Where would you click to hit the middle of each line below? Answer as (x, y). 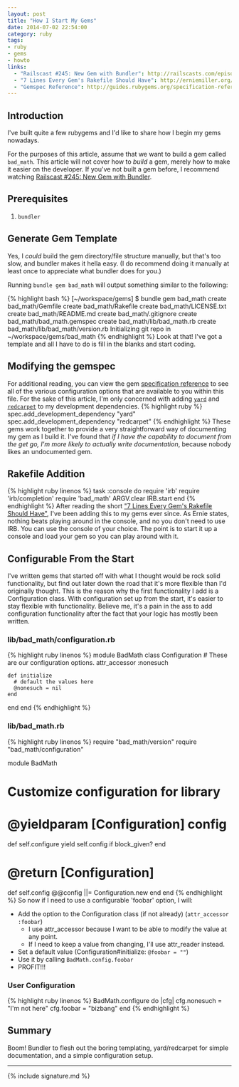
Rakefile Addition (46, 474)
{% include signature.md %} (49, 1076)
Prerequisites (38, 199)
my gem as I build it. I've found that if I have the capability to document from (119, 436)
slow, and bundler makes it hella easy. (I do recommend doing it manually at (118, 263)
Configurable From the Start (71, 558)
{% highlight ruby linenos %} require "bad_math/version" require (102, 742)
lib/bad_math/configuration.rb (62, 640)
